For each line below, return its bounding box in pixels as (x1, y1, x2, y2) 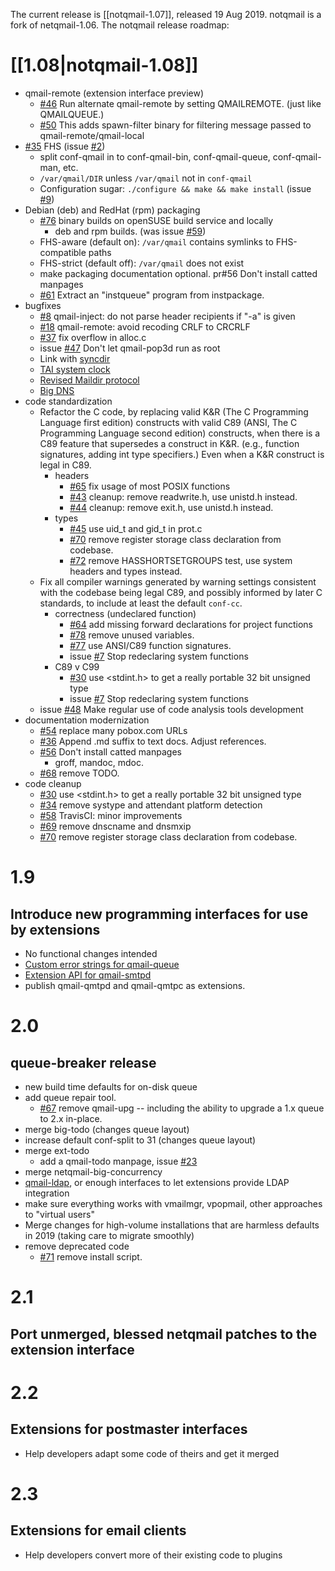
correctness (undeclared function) (54, 607, 197, 619)
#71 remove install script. (39, 1250, 143, 1263)
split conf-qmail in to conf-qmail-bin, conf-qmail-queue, (39, 150, 271, 163)
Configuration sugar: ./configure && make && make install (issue (39, 182, 312, 194)
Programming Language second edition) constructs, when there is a (39, 427, 321, 439)
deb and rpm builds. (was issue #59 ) (54, 225, 207, 237)
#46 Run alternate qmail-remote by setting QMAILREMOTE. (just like (39, 97, 322, 109)
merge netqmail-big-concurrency (24, 1165, 163, 1178)
